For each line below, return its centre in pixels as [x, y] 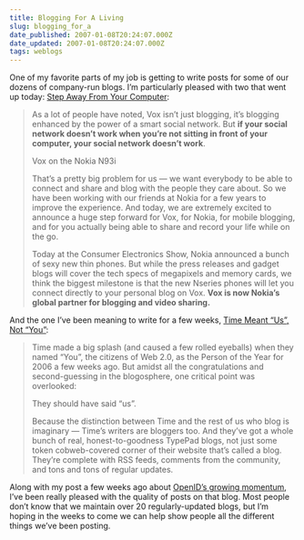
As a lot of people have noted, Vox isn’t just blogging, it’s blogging [155, 115]
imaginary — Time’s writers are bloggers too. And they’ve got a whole [162, 431]
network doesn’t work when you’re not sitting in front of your [150, 134]
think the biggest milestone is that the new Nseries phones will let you [162, 284]
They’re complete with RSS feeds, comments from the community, [156, 460]
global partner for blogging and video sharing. [121, 303]
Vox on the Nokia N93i [74, 161]
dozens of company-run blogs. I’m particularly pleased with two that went [148, 87]
